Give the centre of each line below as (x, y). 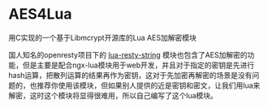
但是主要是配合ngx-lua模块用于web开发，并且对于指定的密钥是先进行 (138, 65)
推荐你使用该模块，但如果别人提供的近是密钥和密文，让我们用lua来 (148, 85)
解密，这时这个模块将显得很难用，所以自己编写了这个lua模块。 (113, 95)
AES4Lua (40, 14)
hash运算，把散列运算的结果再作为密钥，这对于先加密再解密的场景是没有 (130, 75)
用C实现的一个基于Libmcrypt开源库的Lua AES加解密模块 (102, 37)
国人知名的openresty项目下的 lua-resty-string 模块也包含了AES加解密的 (128, 54)
